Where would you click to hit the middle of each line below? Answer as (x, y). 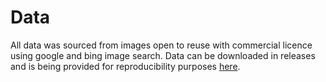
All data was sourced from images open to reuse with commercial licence (161, 45)
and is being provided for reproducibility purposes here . (125, 66)
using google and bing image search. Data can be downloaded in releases (163, 55)
